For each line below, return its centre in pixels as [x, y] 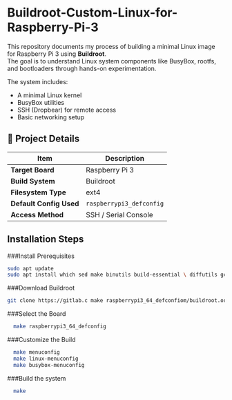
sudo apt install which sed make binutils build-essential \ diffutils [112, 275]
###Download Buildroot [41, 288]
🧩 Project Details [43, 139]
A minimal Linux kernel [49, 95]
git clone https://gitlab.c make [55, 301]
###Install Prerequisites [41, 256]
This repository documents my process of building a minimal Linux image [111, 46]
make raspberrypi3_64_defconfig [60, 327]
